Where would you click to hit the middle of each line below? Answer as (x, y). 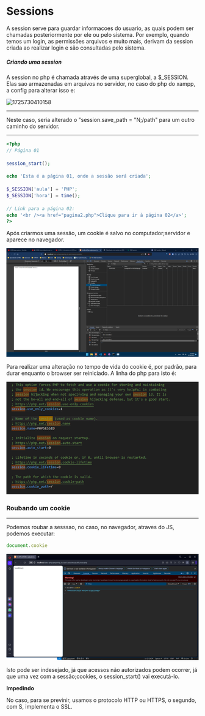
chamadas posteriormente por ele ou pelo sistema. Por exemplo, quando (98, 34)
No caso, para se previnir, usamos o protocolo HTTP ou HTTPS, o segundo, (101, 700)
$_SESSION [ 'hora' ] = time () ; (43, 195)
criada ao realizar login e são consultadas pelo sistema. (76, 48)
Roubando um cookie (38, 508)
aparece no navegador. (35, 239)
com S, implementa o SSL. (39, 707)
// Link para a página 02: (41, 209)
